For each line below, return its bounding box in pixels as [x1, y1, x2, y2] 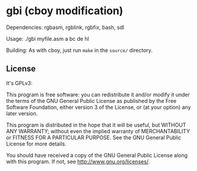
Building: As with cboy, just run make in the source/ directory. [6, 46, 153, 54]
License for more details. [6, 140, 67, 147]
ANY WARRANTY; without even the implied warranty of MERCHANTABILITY [6, 127, 191, 134]
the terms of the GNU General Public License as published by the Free [6, 97, 177, 104]
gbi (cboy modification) [6, 4, 124, 18]
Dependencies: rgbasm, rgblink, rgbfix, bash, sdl [6, 24, 124, 31]
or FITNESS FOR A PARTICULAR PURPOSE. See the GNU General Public [6, 134, 182, 141]
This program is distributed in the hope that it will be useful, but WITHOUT [6, 121, 186, 128]
